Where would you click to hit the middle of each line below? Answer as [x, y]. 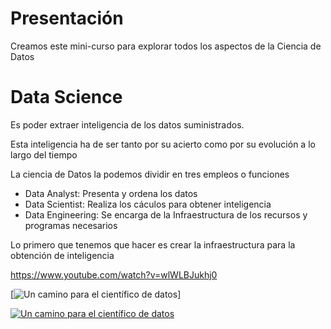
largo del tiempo [44, 154]
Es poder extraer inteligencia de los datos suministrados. [127, 124]
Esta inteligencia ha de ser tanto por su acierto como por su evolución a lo [163, 144]
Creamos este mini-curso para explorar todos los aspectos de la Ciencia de [166, 46]
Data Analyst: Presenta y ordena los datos [111, 193]
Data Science [66, 97]
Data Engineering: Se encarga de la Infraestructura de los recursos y [166, 214]
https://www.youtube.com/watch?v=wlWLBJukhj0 [114, 274]
